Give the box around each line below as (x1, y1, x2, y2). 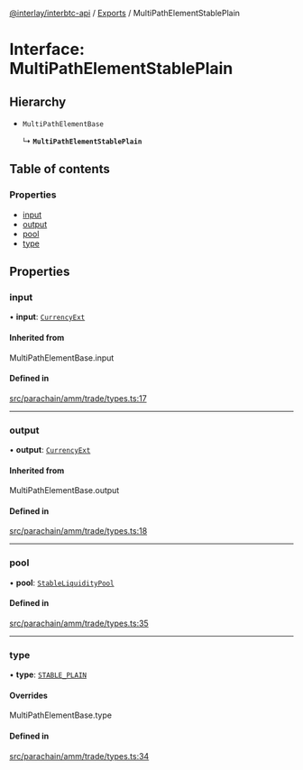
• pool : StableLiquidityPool (9, 577, 115, 588)
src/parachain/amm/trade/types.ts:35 (9, 618, 149, 628)
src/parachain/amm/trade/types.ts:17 (9, 392, 147, 404)
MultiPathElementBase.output (9, 485, 120, 496)
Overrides (9, 690, 48, 701)
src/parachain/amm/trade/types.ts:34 (9, 750, 150, 761)
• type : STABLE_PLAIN (9, 669, 87, 680)
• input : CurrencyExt (9, 311, 86, 323)
